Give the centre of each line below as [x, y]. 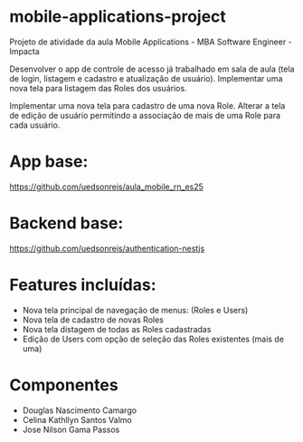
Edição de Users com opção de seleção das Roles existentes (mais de [153, 339]
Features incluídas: [83, 285]
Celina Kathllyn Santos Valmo [77, 419]
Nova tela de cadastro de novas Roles [93, 320]
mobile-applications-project [118, 17]
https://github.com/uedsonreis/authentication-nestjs [107, 248]
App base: [49, 162]
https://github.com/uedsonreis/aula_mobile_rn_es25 [106, 187]
